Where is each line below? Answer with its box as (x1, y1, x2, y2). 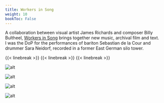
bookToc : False (5, 16, 36, 21)
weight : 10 (5, 12, 28, 17)
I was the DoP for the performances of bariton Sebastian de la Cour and (5, 40, 151, 46)
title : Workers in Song (5, 7, 54, 12)
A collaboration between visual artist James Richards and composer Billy (5, 30, 153, 36)
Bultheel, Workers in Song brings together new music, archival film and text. (5, 35, 159, 41)
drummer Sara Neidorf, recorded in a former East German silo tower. (5, 45, 144, 51)
